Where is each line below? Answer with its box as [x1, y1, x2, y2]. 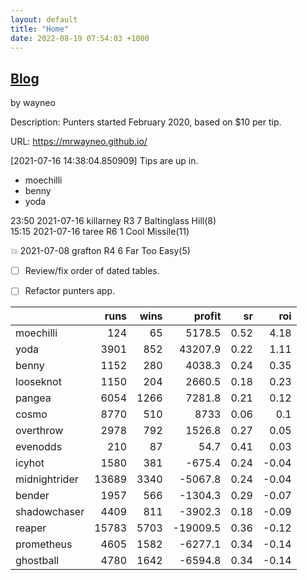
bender [15, 489, 50, 503]
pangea [15, 391, 52, 405]
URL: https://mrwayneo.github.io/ [10, 136, 148, 148]
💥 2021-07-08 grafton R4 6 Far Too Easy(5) [10, 245, 191, 257]
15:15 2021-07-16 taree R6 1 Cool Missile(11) [10, 226, 190, 238]
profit [193, 309, 222, 323]
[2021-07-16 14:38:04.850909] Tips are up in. [10, 155, 199, 167]
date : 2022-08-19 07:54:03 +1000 [10, 33, 150, 43]
